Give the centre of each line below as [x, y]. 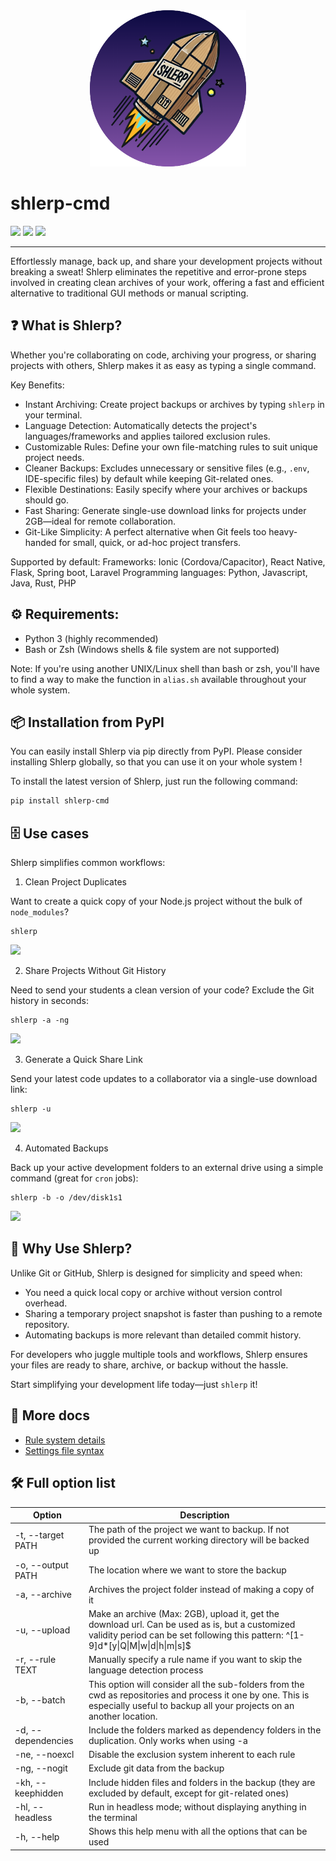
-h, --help [37, 1836]
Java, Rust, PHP [43, 583]
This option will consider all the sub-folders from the [196, 1684]
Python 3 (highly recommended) [91, 638]
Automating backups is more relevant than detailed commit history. [163, 1335]
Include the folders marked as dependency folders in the [205, 1730]
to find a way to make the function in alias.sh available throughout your [158, 679]
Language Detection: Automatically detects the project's [141, 425]
